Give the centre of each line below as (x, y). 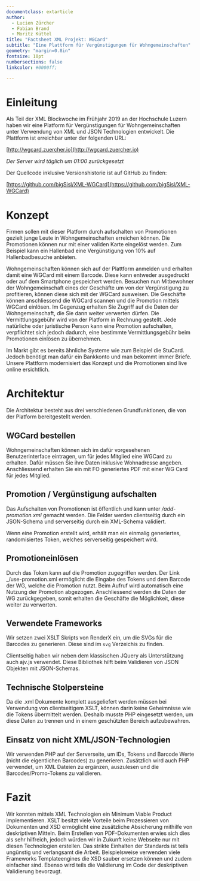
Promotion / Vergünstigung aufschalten (81, 494)
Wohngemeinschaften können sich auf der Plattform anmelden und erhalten (99, 269)
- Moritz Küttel (32, 34)
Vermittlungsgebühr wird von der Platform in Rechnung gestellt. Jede (91, 320)
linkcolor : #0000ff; (32, 67)
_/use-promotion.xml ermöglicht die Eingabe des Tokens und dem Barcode (98, 579)
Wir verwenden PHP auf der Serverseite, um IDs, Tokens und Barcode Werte (100, 754)
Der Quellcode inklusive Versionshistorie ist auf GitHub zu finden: (87, 173)
